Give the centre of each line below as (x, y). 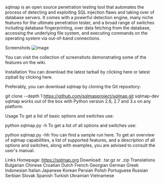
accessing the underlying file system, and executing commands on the (76, 33)
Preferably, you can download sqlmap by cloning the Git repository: (73, 87)
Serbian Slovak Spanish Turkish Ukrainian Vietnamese (59, 175)
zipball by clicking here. (29, 77)
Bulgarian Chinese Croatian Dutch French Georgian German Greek (72, 165)
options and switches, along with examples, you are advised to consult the (80, 145)
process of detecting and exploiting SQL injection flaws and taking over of (80, 12)
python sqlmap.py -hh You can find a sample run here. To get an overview (80, 135)
